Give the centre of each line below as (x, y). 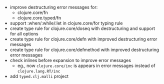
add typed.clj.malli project (39, 76)
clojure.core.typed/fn (39, 18)
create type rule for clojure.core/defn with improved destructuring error (83, 39)
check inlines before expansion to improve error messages (70, 60)
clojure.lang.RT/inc (39, 71)
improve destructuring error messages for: (54, 7)
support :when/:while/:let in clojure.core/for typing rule (66, 23)
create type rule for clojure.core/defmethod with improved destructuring (84, 50)
